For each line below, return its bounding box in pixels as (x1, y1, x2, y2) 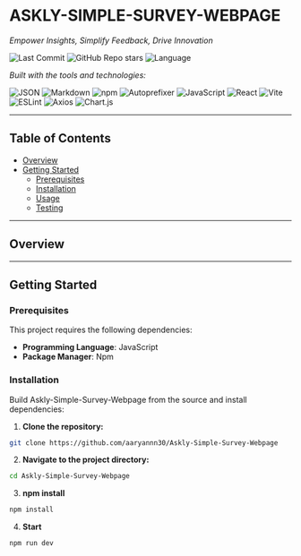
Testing (35, 202, 64, 213)
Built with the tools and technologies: (9, 69, 146, 81)
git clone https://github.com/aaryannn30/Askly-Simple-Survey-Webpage (9, 438, 279, 448)
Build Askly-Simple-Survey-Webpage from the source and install (9, 394, 248, 405)
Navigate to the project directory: (21, 454, 150, 466)
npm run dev (9, 539, 54, 548)
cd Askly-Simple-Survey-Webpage (9, 472, 130, 481)
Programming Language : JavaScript (21, 342, 159, 353)
